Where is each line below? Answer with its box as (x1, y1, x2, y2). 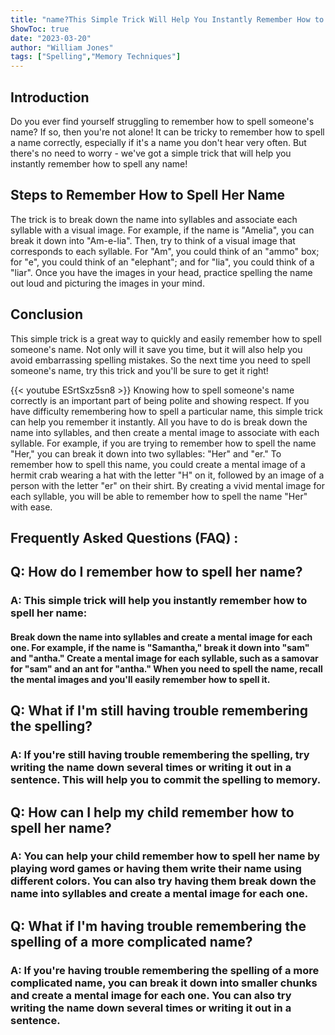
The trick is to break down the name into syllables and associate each (10, 213, 298, 225)
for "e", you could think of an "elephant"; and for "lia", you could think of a (10, 256, 315, 268)
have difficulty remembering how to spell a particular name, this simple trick (10, 405, 323, 417)
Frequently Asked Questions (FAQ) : (10, 529, 239, 546)
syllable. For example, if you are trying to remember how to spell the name (10, 437, 317, 449)
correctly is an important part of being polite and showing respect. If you (10, 394, 310, 406)
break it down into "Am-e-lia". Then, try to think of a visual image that (10, 234, 296, 246)
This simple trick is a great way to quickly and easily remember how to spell (10, 332, 323, 345)
